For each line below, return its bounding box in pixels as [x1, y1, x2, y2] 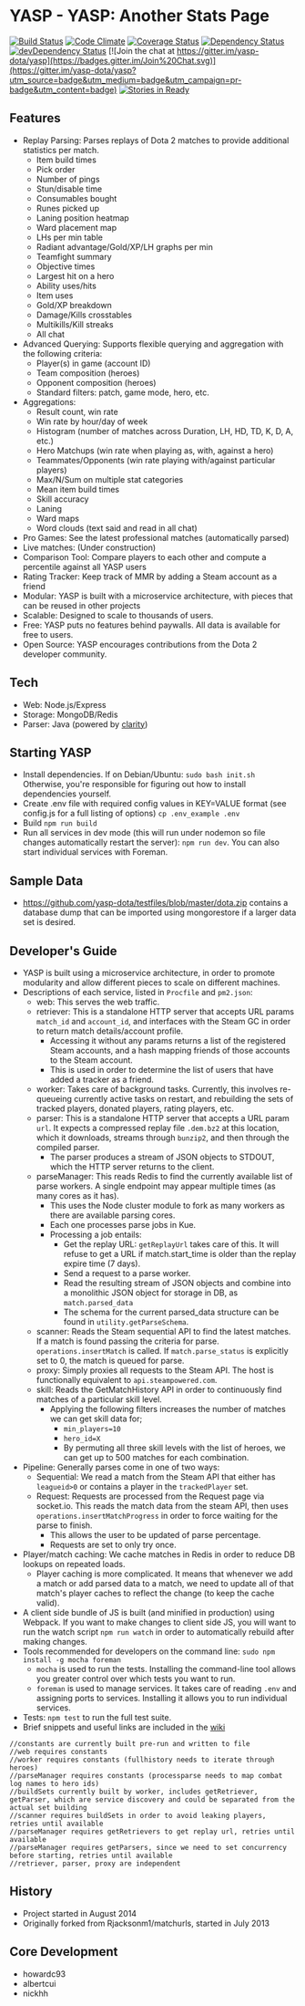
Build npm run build [22, 817, 97, 828]
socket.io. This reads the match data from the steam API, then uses [36, 1501, 289, 1511]
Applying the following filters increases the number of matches [49, 1404, 287, 1414]
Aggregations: [22, 396, 76, 407]
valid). [36, 1597, 60, 1608]
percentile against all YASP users [22, 561, 147, 572]
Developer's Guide [9, 943, 117, 959]
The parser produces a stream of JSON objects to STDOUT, [49, 1151, 275, 1162]
